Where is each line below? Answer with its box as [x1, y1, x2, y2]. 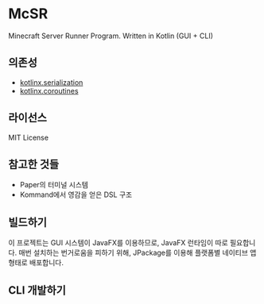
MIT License [8, 133, 49, 142]
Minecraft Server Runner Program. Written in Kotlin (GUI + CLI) [8, 31, 213, 40]
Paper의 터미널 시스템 [19, 180, 89, 190]
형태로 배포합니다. [8, 258, 64, 267]
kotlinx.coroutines [19, 86, 79, 95]
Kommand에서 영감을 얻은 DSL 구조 [19, 190, 133, 199]
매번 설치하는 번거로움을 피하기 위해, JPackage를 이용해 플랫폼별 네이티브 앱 [18, 248, 257, 258]
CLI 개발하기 [8, 283, 66, 297]
